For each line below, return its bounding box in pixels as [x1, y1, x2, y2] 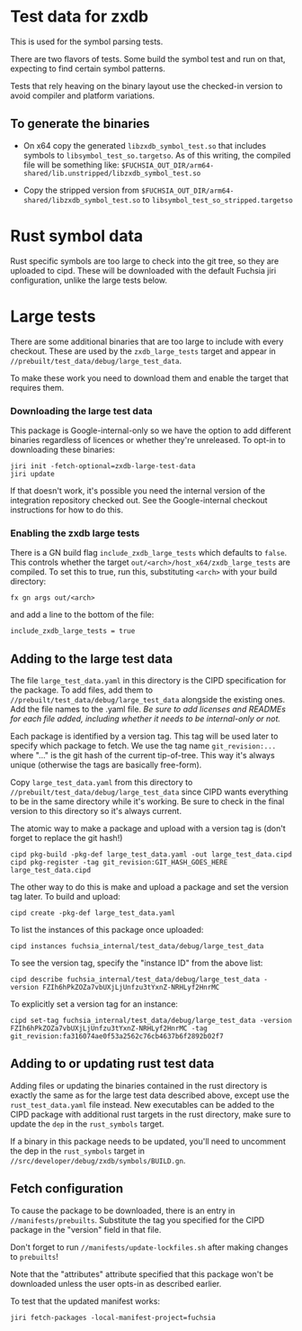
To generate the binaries [10, 116, 151, 131]
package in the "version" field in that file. [10, 1224, 162, 1235]
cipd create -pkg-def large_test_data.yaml [10, 909, 176, 918]
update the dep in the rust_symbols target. [10, 1118, 164, 1129]
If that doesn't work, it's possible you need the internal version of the [10, 484, 266, 496]
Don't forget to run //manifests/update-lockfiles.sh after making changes [10, 1241, 289, 1253]
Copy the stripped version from [22, 185, 140, 195]
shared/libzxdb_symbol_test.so [22, 195, 141, 204]
